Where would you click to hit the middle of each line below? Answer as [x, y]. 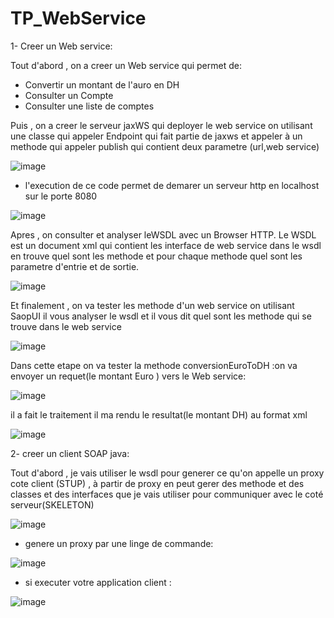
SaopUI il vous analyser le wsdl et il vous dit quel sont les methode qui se [161, 316]
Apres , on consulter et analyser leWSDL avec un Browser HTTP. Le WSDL [163, 234]
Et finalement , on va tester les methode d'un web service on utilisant [152, 305]
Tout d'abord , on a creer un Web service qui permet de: [126, 65]
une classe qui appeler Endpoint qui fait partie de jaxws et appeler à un [156, 136]
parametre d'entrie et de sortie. [75, 266]
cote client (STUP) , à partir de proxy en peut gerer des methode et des [157, 483]
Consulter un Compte [69, 95]
